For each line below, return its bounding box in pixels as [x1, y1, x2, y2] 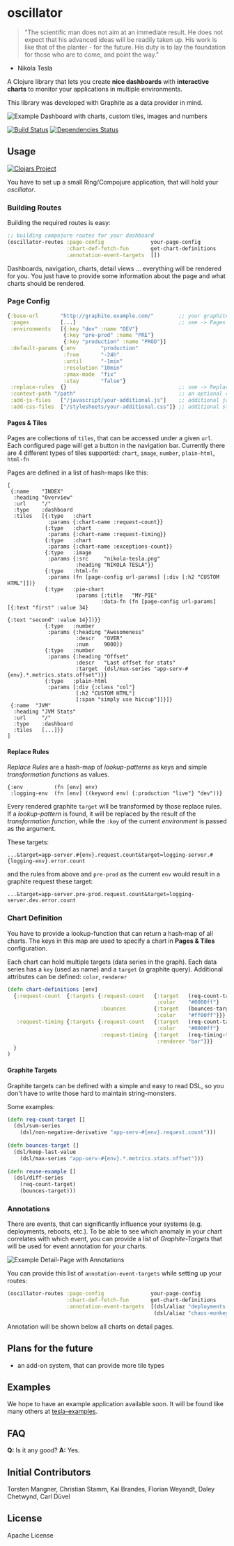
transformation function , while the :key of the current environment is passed [7, 817, 227, 825]
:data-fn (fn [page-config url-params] [100, 598, 217, 605]
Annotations [7, 1204, 50, 1213]
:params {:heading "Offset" [47, 653, 130, 660]
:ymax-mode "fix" [63, 370, 117, 378]
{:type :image [44, 549, 92, 556]
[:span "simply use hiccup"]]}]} [75, 696, 173, 703]
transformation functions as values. [7, 770, 109, 779]
